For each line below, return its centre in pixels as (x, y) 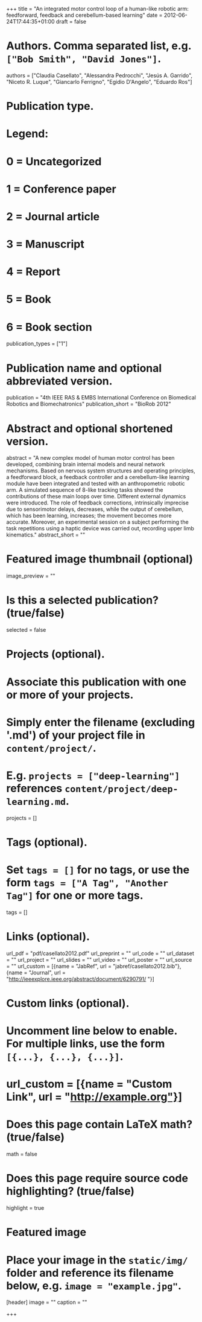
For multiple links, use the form (86, 1044)
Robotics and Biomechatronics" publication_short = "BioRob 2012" (89, 404)
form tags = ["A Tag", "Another (87, 883)
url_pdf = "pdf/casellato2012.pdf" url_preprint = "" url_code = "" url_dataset (100, 953)
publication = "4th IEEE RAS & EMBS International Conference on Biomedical (101, 398)
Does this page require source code (97, 1178)
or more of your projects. (70, 695)
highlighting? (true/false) (70, 1191)
